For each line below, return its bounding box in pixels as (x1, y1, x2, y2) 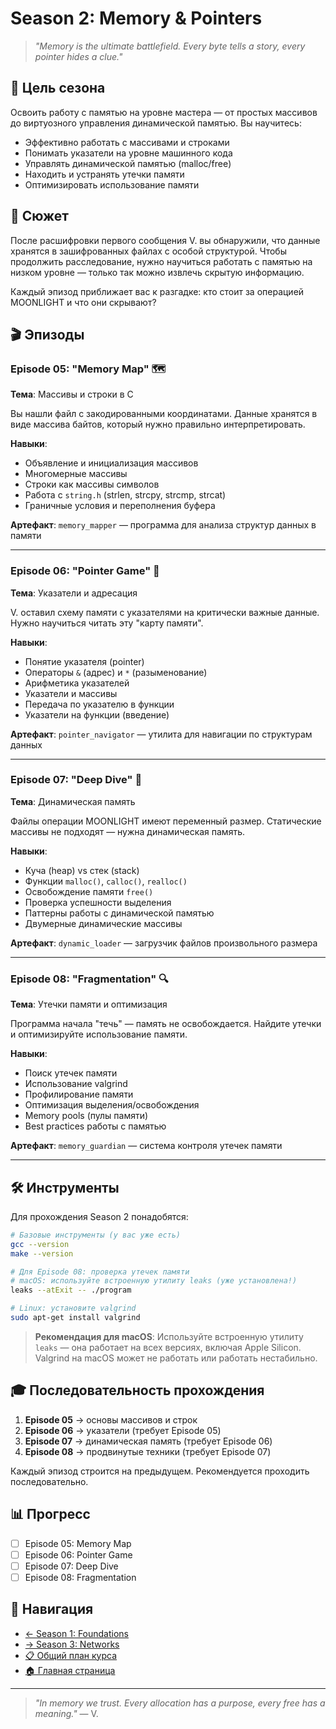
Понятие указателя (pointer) (24, 655, 145, 667)
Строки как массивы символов (24, 478, 160, 491)
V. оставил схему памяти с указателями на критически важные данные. (10, 606, 320, 618)
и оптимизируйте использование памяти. (10, 1028, 188, 1041)
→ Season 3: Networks (24, 1638, 120, 1650)
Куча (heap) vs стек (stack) (24, 864, 140, 876)
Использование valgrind (24, 1078, 128, 1090)
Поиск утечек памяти (24, 1067, 118, 1079)
